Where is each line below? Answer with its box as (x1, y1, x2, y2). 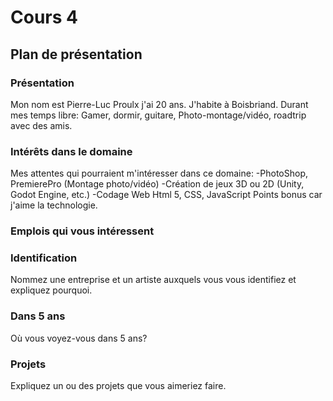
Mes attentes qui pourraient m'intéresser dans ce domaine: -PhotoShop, (10, 167, 309, 180)
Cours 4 (10, 6, 78, 29)
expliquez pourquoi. (10, 284, 93, 296)
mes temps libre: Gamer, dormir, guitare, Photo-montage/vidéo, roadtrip (10, 109, 307, 121)
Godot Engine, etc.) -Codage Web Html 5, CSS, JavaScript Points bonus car (10, 189, 323, 201)
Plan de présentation (10, 46, 143, 63)
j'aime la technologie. (10, 199, 98, 211)
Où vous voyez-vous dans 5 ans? (10, 332, 148, 344)
